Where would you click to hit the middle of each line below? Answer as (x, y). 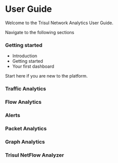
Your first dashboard (33, 66)
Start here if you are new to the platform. (46, 76)
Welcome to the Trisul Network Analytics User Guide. (59, 23)
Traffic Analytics (26, 89)
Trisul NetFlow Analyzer (35, 155)
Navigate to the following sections (40, 32)
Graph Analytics (25, 142)
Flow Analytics (23, 102)
